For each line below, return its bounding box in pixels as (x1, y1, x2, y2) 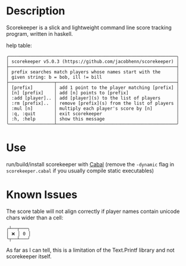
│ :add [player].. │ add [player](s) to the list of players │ (6, 95, 179, 101)
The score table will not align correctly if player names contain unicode (6, 208, 180, 215)
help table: (6, 42, 33, 49)
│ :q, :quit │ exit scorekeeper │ (6, 110, 179, 117)
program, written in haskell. (6, 30, 73, 37)
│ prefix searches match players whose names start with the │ (6, 69, 179, 75)
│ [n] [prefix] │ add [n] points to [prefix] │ (6, 89, 179, 96)
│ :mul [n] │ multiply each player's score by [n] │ (6, 106, 179, 112)
